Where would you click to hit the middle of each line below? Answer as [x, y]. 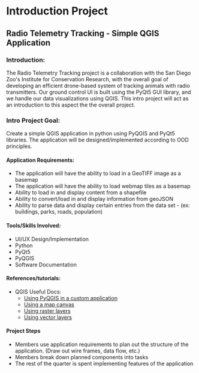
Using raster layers [47, 310]
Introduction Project [57, 11]
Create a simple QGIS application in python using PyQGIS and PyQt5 [91, 134]
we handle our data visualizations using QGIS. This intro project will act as [97, 98]
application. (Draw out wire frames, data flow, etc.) [77, 351]
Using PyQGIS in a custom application [71, 298]
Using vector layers [48, 317]
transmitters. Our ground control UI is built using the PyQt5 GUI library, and [99, 92]
